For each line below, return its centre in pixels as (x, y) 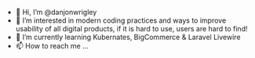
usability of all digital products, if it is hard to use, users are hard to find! (131, 29)
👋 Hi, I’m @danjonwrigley (56, 12)
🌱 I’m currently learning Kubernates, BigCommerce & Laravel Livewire (128, 37)
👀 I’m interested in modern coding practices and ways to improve (121, 20)
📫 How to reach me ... (52, 46)
